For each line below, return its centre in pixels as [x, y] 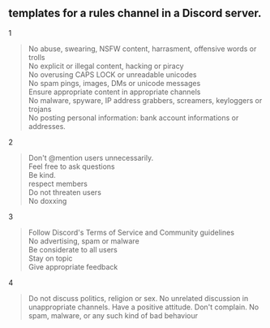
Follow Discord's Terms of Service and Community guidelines [131, 232]
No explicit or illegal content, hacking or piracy [106, 66]
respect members [58, 183]
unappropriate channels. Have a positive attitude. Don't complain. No [144, 307]
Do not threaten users [64, 192]
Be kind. [42, 175]
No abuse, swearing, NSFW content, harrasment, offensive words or [142, 49]
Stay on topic [50, 258]
